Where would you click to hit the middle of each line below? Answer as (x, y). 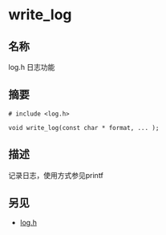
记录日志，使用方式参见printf (56, 175)
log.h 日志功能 (32, 67)
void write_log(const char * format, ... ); (84, 128)
